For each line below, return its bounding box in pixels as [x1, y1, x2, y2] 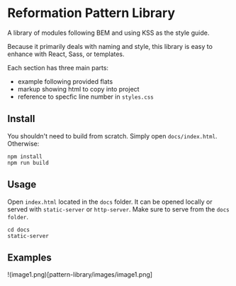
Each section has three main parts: [7, 63, 108, 72]
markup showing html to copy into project [17, 84, 140, 93]
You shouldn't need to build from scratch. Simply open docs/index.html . [7, 131, 218, 140]
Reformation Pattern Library [7, 5, 176, 21]
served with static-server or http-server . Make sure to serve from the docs [7, 204, 230, 214]
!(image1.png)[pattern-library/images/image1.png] [7, 270, 153, 279]
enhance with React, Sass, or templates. [7, 50, 125, 58]
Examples [7, 251, 52, 263]
